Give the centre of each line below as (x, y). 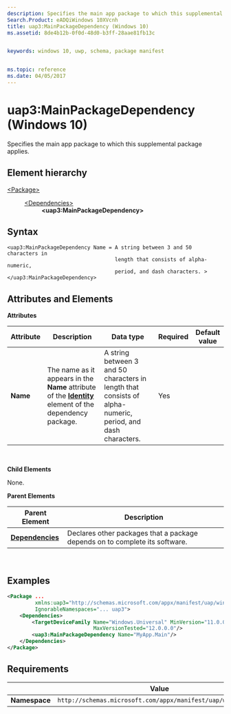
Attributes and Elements (60, 299)
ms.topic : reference (37, 70)
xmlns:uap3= (52, 603)
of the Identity (70, 396)
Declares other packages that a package (132, 533)
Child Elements (29, 469)
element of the (70, 405)
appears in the (70, 378)
